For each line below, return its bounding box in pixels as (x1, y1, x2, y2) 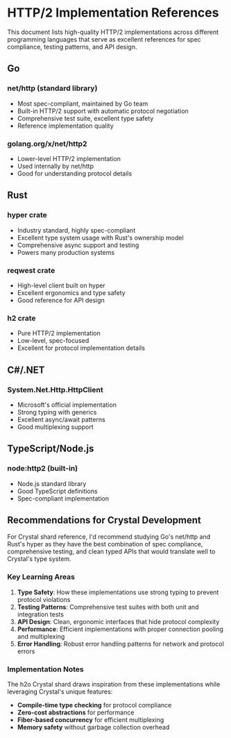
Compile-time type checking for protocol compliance (17, 701, 172, 709)
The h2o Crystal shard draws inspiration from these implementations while (7, 680, 221, 688)
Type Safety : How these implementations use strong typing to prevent (17, 588, 219, 596)
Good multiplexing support (17, 422, 94, 431)
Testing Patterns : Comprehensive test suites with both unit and (17, 603, 199, 611)
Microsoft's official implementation (17, 401, 117, 409)
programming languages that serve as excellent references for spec (7, 35, 201, 43)
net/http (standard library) (7, 83, 98, 93)
